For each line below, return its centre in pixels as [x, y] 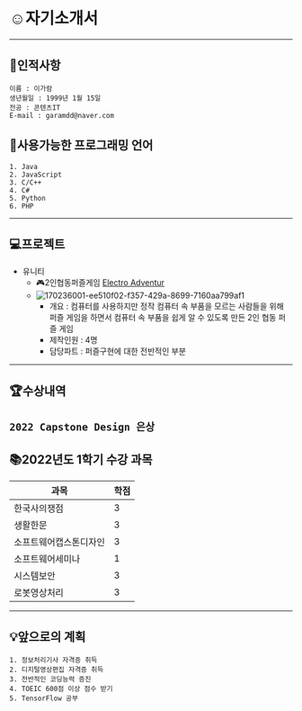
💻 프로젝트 [37, 244]
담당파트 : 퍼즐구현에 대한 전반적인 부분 [118, 351]
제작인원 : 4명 [73, 340]
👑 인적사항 [35, 65]
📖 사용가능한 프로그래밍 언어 [81, 145]
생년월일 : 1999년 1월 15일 [55, 98]
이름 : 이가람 [31, 88]
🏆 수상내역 [38, 391]
